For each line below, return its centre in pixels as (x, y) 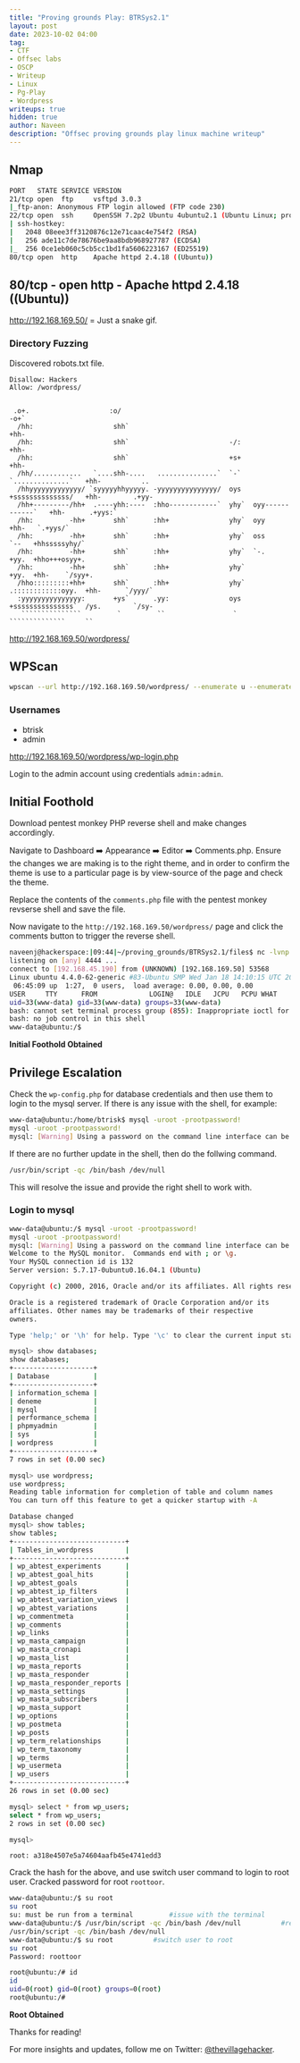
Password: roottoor (46, 1957)
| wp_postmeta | (69, 1725)
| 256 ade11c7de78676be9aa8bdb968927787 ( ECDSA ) (105, 240)
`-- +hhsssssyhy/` (48, 543)
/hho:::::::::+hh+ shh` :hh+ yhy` (131, 583)
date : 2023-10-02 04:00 (54, 34)
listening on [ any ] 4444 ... (63, 961)
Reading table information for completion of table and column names (142, 1492)
